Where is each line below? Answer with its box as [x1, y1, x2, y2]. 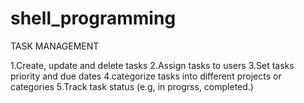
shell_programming [10, 7, 177, 30]
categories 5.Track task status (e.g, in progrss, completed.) [10, 80, 254, 92]
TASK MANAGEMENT [10, 40, 100, 52]
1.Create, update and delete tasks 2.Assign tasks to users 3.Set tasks [10, 59, 295, 71]
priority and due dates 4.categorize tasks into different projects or [10, 70, 282, 82]
